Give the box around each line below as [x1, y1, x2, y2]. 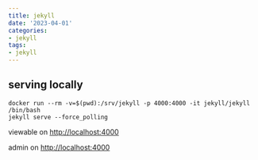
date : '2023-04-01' [8, 19, 73, 27]
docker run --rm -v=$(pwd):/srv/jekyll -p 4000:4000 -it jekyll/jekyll [8, 99, 250, 107]
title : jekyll [8, 11, 56, 20]
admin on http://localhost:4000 [8, 142, 110, 152]
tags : [8, 41, 26, 49]
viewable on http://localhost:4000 [8, 127, 119, 136]
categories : [8, 26, 48, 34]
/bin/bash [8, 106, 41, 114]
